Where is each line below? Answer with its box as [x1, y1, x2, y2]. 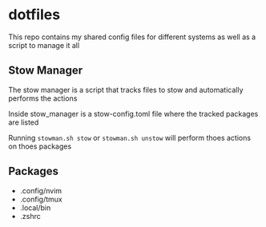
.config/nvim [19, 185, 62, 195]
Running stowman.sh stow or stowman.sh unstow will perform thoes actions [8, 133, 251, 142]
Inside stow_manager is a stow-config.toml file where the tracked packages [8, 109, 259, 118]
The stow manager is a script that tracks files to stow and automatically [8, 85, 244, 94]
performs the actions [8, 94, 78, 103]
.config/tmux [19, 194, 62, 204]
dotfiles [8, 6, 61, 24]
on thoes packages [8, 141, 72, 151]
